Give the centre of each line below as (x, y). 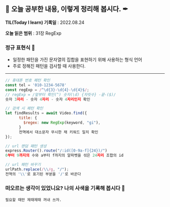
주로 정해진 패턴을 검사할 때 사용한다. (49, 66)
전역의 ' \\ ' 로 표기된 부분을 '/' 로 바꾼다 (43, 174)
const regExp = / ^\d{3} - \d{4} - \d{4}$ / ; (47, 90)
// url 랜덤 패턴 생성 (26, 146)
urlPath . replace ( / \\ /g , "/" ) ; (37, 169)
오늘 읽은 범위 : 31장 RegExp (33, 33)
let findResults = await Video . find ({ (46, 113)
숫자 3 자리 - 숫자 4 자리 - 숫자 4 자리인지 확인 (48, 99)
